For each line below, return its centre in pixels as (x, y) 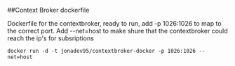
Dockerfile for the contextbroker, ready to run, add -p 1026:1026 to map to (115, 23)
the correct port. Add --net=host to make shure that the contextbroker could (117, 31)
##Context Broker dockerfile (48, 10)
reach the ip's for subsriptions (51, 38)
